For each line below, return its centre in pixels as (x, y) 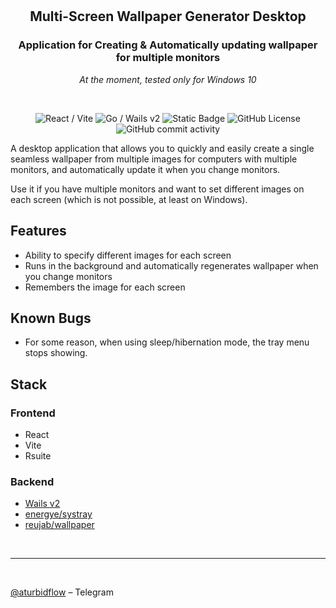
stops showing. (56, 353)
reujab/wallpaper (59, 525)
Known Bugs (51, 318)
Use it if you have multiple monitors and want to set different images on (157, 189)
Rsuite (38, 456)
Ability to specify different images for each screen (128, 255)
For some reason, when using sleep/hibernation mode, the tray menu (167, 342)
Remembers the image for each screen (105, 287)
